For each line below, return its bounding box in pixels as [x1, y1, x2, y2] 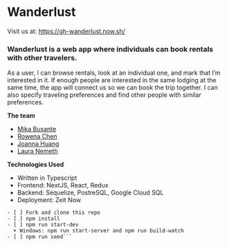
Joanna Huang [17, 140, 60, 148]
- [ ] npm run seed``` [7, 233, 73, 241]
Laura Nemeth [17, 147, 58, 156]
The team [7, 111, 36, 120]
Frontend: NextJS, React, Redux [17, 181, 109, 190]
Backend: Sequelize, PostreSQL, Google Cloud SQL [17, 188, 164, 197]
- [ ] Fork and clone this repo [7, 209, 100, 217]
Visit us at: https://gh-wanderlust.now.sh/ [7, 27, 126, 35]
